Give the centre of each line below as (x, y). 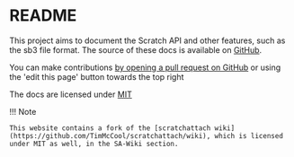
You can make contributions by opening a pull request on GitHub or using (145, 67)
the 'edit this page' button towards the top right (97, 76)
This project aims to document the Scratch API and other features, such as (147, 40)
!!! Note (23, 111)
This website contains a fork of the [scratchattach (110, 128)
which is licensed (249, 135)
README (43, 16)
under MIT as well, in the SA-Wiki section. (94, 144)
